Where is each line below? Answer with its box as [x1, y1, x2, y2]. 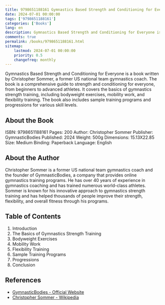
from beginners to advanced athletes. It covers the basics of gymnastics [5, 86, 152, 92]
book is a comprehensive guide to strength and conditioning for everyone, [5, 81, 155, 87]
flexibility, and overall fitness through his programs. [5, 198, 109, 204]
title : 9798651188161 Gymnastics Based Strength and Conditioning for [5, 7, 153, 12]
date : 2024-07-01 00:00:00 [5, 12, 60, 17]
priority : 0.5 [14, 52, 43, 58]
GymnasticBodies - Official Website [12, 289, 84, 295]
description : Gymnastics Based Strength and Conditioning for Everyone [5, 30, 155, 35]
